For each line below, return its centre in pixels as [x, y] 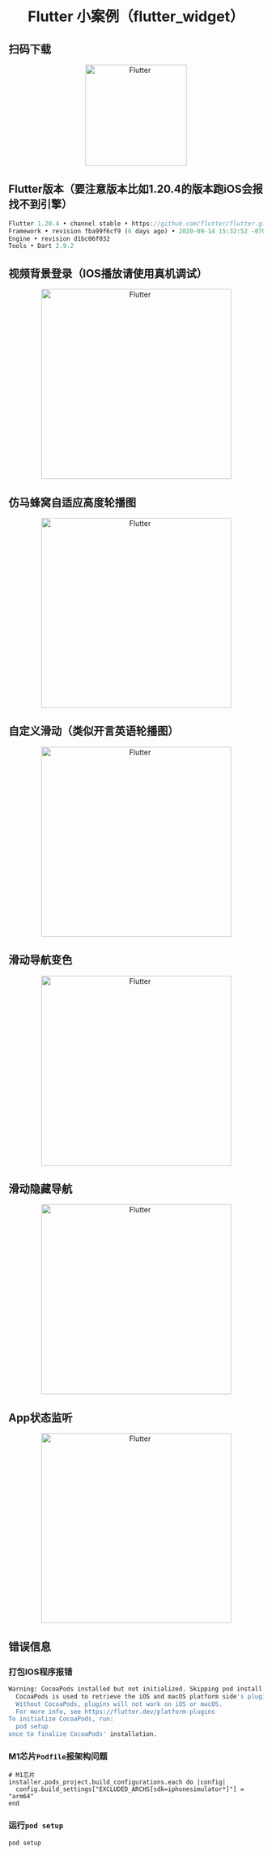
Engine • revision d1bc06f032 [59, 239]
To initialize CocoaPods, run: [61, 1719]
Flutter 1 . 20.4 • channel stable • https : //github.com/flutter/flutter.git [139, 224]
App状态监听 [40, 1418]
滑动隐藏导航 [40, 1188]
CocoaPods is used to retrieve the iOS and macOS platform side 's [130, 1696]
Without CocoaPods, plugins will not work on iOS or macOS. [119, 1704]
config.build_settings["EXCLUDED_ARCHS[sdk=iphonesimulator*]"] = [130, 1789]
